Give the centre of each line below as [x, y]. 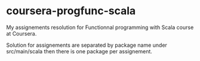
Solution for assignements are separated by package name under [87, 45]
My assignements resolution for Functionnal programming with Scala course [100, 27]
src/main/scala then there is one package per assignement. [79, 51]
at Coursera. [21, 33]
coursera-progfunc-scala [71, 11]
